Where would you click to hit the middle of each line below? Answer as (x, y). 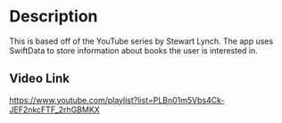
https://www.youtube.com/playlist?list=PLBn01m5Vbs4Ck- (117, 100)
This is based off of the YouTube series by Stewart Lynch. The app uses (141, 41)
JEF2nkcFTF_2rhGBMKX (54, 110)
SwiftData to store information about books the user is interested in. (134, 50)
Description (54, 16)
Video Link (39, 79)
